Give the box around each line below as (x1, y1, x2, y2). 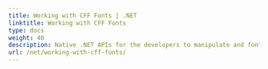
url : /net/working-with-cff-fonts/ (8, 48, 127, 56)
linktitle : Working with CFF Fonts (8, 19, 127, 27)
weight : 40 (8, 33, 45, 42)
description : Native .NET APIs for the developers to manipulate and (8, 41, 245, 49)
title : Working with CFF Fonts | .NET (8, 11, 137, 20)
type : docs (8, 26, 45, 34)
